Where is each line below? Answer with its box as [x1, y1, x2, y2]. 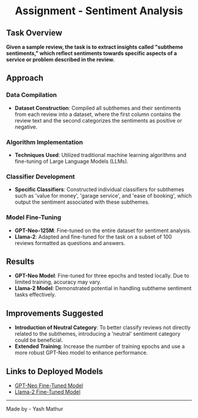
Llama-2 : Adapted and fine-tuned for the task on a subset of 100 [14, 233, 172, 240]
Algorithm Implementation [6, 138, 84, 146]
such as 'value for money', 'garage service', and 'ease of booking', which [14, 192, 192, 200]
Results [6, 256, 35, 266]
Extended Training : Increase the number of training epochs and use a [14, 343, 185, 350]
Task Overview [6, 28, 62, 38]
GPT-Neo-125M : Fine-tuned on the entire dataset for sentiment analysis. [14, 227, 192, 234]
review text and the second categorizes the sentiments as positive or [14, 117, 183, 124]
